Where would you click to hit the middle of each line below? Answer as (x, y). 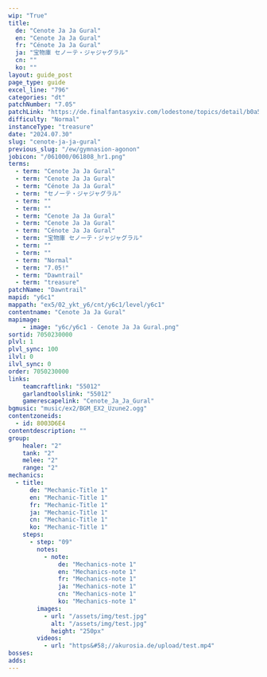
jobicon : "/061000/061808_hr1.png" (67, 156)
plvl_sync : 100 (33, 349)
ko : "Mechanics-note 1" (97, 601)
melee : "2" (41, 461)
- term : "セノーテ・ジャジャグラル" (68, 193)
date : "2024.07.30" (41, 134)
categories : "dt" (37, 97)
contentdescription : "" (48, 431)
